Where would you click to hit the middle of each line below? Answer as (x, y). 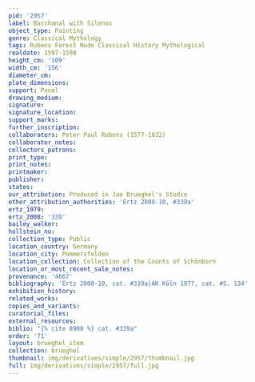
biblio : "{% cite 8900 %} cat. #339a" (73, 328)
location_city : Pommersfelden (59, 254)
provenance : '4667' (41, 276)
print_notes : (30, 165)
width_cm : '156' (35, 68)
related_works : (34, 299)
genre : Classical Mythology (55, 38)
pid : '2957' (28, 16)
